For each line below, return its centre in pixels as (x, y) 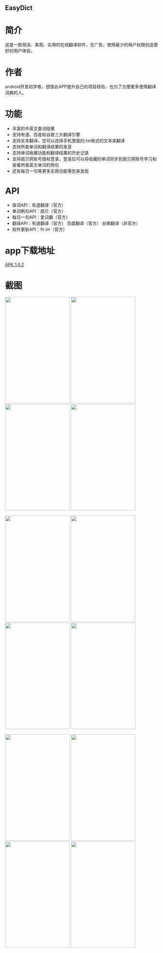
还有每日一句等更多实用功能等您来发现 (50, 171)
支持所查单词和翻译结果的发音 (42, 147)
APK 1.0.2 (15, 265)
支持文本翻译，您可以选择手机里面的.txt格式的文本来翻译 (68, 141)
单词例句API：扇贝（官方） (39, 211)
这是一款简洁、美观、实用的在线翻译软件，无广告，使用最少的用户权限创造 (79, 45)
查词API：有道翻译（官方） (39, 205)
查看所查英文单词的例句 (35, 165)
